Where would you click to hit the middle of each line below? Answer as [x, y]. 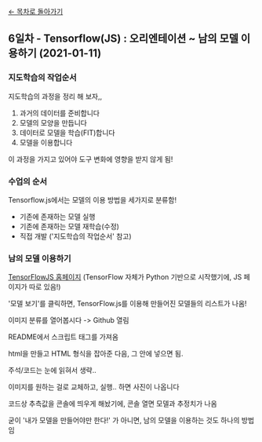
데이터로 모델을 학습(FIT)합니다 [67, 133]
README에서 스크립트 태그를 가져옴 [64, 337]
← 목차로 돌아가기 [36, 11]
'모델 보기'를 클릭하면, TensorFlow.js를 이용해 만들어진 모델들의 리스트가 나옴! [127, 304]
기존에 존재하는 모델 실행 [57, 216]
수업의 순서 [28, 181]
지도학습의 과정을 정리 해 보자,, [55, 96]
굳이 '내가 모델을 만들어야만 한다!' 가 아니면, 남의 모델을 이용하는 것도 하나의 [124, 420]
